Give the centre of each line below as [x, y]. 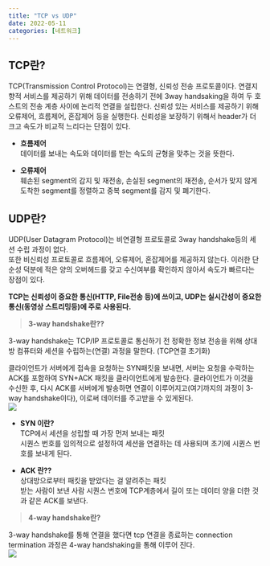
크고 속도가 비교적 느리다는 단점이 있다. [70, 126]
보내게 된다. [53, 453]
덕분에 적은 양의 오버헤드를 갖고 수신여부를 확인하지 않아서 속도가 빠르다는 [139, 269]
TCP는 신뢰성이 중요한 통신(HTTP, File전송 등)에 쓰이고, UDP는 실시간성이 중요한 [135, 297]
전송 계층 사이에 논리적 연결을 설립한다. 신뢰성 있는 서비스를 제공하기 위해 [144, 106]
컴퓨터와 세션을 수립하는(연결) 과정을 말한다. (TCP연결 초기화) [113, 351]
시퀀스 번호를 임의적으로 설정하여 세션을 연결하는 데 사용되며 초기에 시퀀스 [136, 443]
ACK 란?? [36, 470]
